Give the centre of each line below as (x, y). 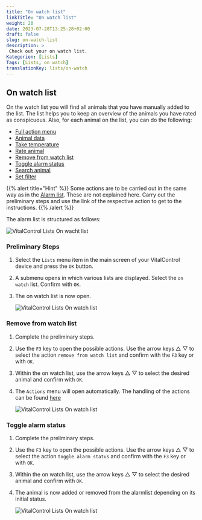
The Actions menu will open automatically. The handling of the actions (102, 391)
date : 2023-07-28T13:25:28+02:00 (48, 29)
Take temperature (37, 145)
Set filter (26, 177)
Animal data (30, 138)
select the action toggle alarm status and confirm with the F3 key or (100, 457)
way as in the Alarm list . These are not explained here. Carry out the (91, 195)
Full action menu (35, 132)
